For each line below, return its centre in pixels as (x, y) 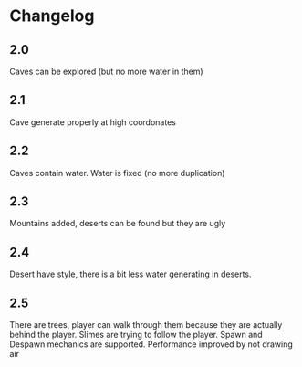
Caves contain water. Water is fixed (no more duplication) (117, 173)
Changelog (52, 16)
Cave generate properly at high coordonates (93, 122)
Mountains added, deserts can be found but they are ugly (118, 224)
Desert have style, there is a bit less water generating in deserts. (131, 274)
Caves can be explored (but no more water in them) (106, 71)
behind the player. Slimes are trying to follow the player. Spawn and (136, 335)
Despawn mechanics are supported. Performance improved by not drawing (151, 344)
